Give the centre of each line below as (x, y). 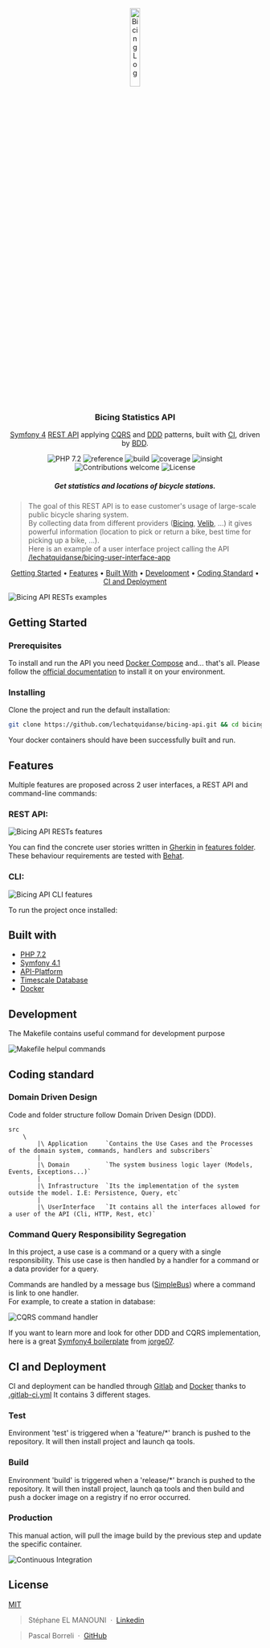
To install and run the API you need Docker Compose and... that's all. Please (134, 663)
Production (31, 1518)
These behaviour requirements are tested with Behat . (96, 856)
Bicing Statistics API (135, 417)
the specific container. (45, 1544)
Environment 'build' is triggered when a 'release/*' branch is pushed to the (132, 1480)
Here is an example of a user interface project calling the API (129, 549)
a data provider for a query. (53, 1269)
